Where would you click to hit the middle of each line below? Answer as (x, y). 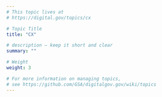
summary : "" (21, 51)
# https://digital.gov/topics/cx (49, 18)
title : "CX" (21, 34)
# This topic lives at (35, 12)
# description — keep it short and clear (60, 45)
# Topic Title (24, 29)
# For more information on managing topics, (64, 79)
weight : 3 (19, 68)
